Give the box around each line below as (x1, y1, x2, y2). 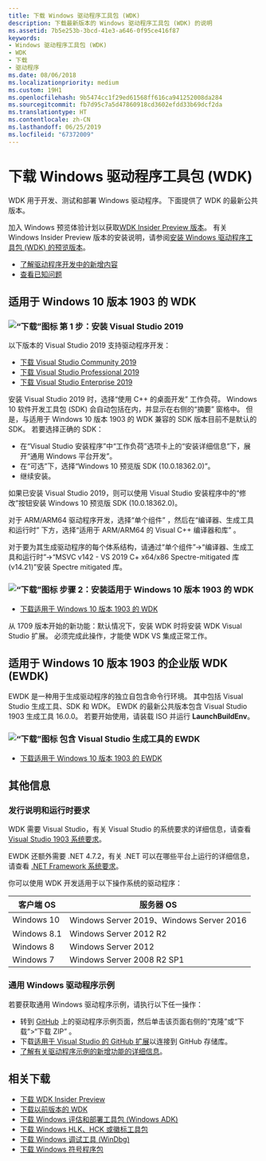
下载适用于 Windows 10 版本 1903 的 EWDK (19, 753, 162, 763)
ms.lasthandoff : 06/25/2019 (8, 123, 102, 131)
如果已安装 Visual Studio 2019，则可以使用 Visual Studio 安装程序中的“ (8, 488, 240, 498)
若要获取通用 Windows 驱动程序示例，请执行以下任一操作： (8, 1000, 203, 1009)
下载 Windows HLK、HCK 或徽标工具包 (19, 1124, 149, 1135)
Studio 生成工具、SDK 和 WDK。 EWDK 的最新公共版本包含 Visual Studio (8, 702, 248, 711)
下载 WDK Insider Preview (19, 1095, 106, 1104)
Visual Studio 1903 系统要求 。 (8, 834, 106, 844)
